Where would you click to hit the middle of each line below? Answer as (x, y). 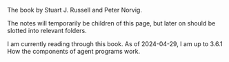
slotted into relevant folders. (47, 31)
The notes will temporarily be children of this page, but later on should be (111, 23)
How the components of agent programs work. (74, 51)
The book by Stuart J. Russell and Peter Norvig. (75, 10)
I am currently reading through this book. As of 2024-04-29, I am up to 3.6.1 (115, 44)
